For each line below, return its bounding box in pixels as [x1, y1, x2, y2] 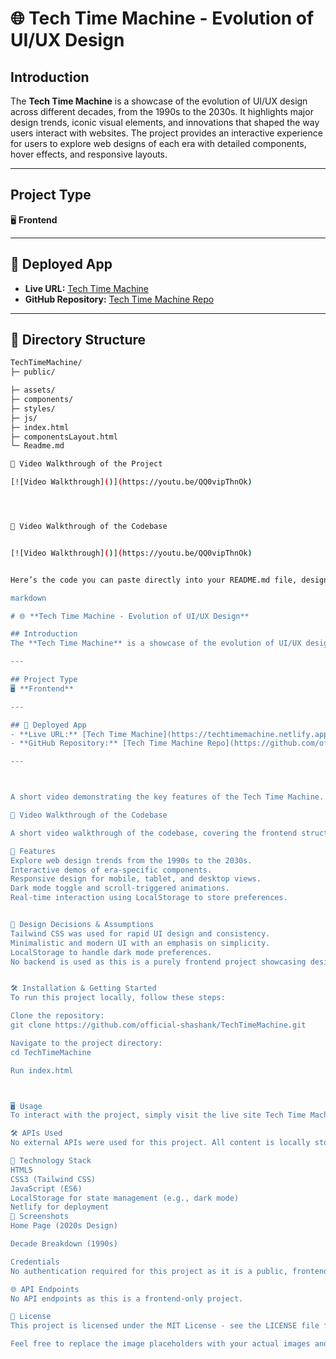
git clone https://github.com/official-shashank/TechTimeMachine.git [10, 1020, 307, 1031]
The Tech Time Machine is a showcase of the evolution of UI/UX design [10, 95, 308, 107]
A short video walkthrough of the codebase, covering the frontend [10, 828, 298, 838]
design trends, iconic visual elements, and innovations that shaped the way [10, 117, 320, 128]
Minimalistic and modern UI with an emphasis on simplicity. [10, 938, 271, 948]
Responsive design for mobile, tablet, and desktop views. [10, 874, 262, 884]
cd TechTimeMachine [10, 1047, 92, 1057]
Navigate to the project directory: [10, 1038, 163, 1048]
